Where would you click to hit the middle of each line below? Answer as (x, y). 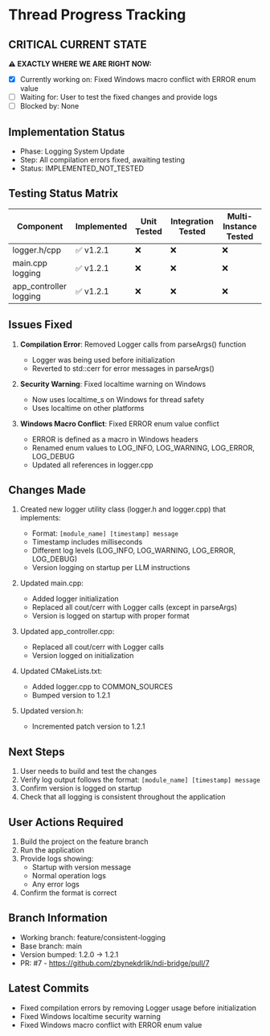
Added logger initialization (75, 599)
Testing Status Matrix (63, 193)
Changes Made (47, 490)
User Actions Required (66, 822)
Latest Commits (49, 988)
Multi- (240, 216)
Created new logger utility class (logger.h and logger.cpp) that (123, 509)
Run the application (52, 850)
